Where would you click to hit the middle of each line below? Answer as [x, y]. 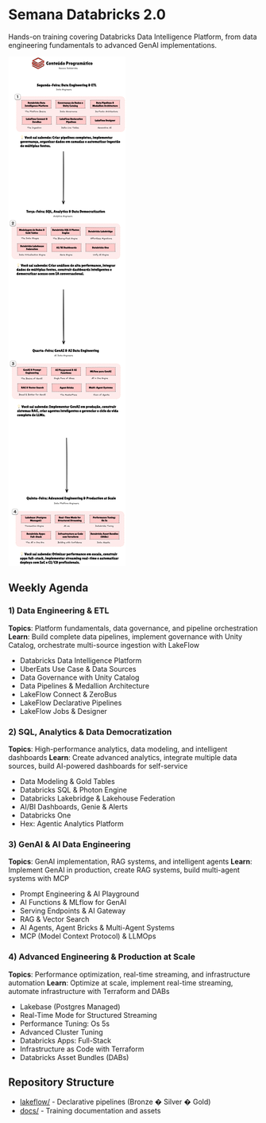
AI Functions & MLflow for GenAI [73, 903]
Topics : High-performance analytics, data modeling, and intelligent [118, 749]
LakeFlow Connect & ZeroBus [68, 694]
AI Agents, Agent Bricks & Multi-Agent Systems [97, 928]
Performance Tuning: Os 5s [64, 1024]
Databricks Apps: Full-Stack [66, 1040]
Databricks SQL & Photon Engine [73, 790]
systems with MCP [39, 879]
